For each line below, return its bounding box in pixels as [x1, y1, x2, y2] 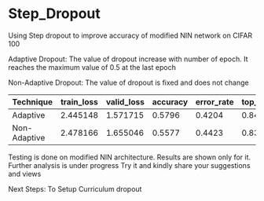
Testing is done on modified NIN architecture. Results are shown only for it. [8, 152, 251, 162]
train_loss [60, 96, 98, 107]
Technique [12, 96, 53, 107]
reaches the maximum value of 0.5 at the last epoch [8, 62, 177, 71]
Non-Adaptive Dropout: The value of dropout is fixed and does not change [8, 78, 249, 87]
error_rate [195, 96, 234, 107]
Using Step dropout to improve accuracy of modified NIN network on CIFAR [8, 31, 253, 40]
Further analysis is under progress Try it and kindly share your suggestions [8, 160, 251, 170]
